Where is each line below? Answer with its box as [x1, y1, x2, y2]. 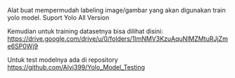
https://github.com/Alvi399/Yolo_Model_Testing [7, 63, 146, 71]
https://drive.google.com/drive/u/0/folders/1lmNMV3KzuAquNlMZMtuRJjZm [7, 34, 229, 43]
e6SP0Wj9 [7, 42, 39, 50]
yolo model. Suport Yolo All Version [7, 13, 110, 22]
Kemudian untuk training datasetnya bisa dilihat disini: [7, 27, 163, 35]
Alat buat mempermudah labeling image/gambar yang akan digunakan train [7, 6, 227, 14]
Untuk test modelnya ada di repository [7, 56, 118, 64]
